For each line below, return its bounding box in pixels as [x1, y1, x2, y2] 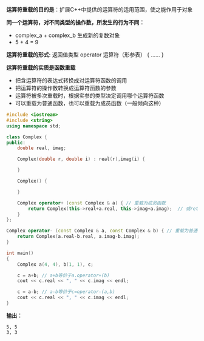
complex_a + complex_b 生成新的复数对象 [15, 32, 120, 39]
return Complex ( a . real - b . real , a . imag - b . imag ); [17, 234, 140, 240]
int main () [6, 250, 34, 256]
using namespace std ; [6, 123, 61, 129]
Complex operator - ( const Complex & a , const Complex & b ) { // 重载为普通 [6, 228, 198, 234]
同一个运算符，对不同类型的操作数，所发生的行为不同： [6, 19, 144, 26]
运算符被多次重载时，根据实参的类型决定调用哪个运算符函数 [15, 92, 165, 99]
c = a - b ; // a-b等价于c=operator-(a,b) [17, 289, 115, 295]
